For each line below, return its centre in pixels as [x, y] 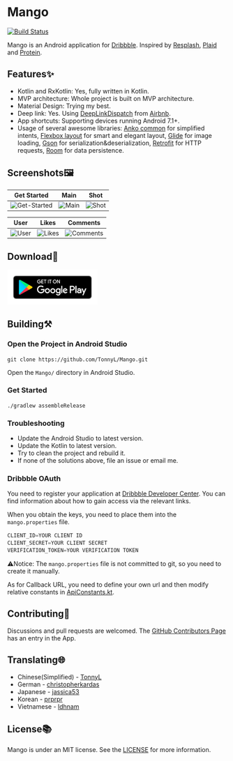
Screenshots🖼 [41, 173]
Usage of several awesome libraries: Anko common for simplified [111, 128]
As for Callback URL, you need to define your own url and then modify [108, 585]
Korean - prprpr [40, 699]
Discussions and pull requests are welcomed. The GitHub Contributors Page [117, 631]
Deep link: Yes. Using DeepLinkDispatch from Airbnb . [94, 113]
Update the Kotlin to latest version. [67, 446]
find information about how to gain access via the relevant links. [99, 501]
